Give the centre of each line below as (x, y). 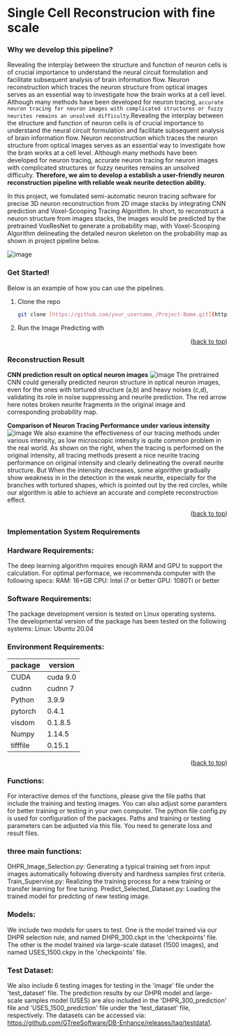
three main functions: (45, 851)
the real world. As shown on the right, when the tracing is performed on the (116, 448)
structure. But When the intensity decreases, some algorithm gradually (109, 470)
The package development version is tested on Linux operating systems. (112, 614)
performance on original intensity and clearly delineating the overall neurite (116, 462)
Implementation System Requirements (74, 532)
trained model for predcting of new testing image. (79, 896)
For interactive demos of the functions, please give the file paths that (107, 796)
